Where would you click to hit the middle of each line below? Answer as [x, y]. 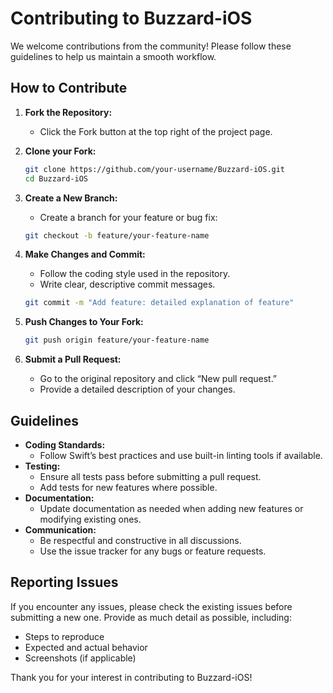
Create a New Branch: [71, 198]
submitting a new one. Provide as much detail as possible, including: [151, 617]
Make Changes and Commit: [85, 254]
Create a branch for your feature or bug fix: [128, 217]
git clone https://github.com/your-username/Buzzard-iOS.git [155, 169]
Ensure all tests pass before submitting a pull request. [150, 476]
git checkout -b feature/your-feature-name [117, 235]
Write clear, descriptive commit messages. [127, 284]
